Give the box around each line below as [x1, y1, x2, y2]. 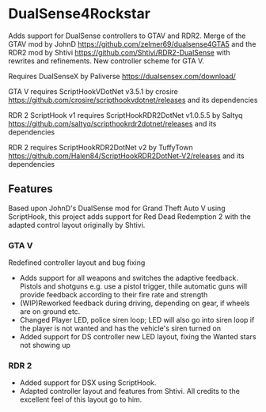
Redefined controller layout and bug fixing [8, 258, 146, 267]
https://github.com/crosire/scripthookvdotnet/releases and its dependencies [8, 95, 258, 104]
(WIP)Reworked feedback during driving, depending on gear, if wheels [19, 298, 250, 308]
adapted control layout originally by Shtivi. [8, 220, 146, 229]
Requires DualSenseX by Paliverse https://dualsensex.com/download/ [8, 71, 236, 81]
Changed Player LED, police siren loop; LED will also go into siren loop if [19, 316, 255, 325]
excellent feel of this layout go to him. [19, 395, 142, 404]
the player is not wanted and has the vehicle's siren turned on [19, 323, 222, 333]
